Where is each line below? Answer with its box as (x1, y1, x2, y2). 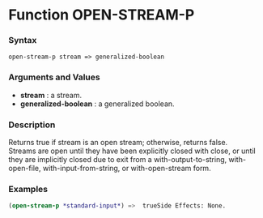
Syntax (8, 35, 37, 46)
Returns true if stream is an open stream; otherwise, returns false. (8, 138, 228, 147)
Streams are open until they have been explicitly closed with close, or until (8, 146, 257, 156)
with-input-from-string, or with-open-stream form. (42, 164, 212, 173)
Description (8, 119, 56, 130)
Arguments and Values (8, 71, 100, 83)
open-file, (8, 164, 41, 173)
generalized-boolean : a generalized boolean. (19, 99, 176, 109)
